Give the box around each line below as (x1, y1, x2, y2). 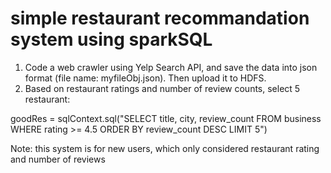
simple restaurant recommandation (10, 7, 310, 30)
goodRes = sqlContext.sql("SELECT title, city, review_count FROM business (10, 112, 322, 124)
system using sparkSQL (10, 28, 213, 51)
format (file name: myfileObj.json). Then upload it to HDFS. (24, 72, 267, 84)
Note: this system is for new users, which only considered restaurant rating (10, 142, 320, 154)
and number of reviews (10, 153, 106, 165)
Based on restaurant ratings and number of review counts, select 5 (24, 82, 301, 94)
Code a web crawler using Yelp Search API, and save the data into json (24, 61, 318, 73)
